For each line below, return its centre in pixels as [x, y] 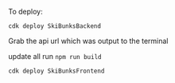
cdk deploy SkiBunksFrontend [56, 71]
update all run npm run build [55, 56]
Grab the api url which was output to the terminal [88, 41]
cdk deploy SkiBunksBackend [55, 26]
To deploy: [25, 12]
